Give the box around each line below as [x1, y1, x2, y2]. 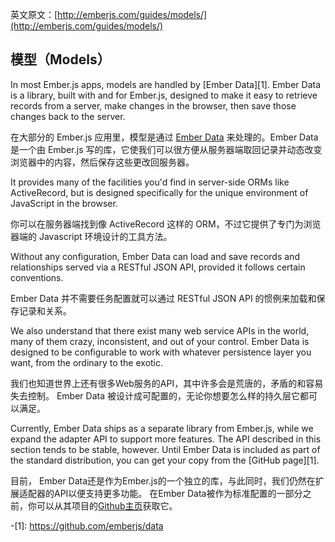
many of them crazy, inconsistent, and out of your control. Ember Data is [10, 335, 310, 347]
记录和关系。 [18, 304, 72, 317]
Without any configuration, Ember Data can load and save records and [10, 250, 300, 262]
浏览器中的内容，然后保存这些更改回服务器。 [10, 156, 195, 168]
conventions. [10, 271, 64, 283]
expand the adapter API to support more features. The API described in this [10, 433, 322, 445]
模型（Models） [10, 51, 111, 68]
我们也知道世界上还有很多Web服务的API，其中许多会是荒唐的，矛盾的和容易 [10, 377, 324, 389]
